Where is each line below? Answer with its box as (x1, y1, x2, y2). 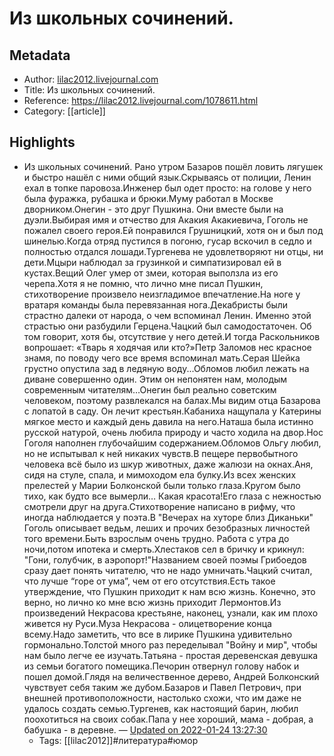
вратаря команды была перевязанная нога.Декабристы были (23, 298, 289, 311)
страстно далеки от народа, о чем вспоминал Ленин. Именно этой (23, 309, 312, 321)
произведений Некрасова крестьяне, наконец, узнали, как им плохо (23, 607, 319, 619)
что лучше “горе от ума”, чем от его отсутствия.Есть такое (23, 575, 276, 587)
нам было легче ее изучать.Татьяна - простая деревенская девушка (23, 649, 319, 661)
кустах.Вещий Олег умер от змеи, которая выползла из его (23, 267, 279, 279)
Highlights (9, 134, 76, 151)
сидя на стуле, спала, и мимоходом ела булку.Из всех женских (23, 468, 297, 481)
